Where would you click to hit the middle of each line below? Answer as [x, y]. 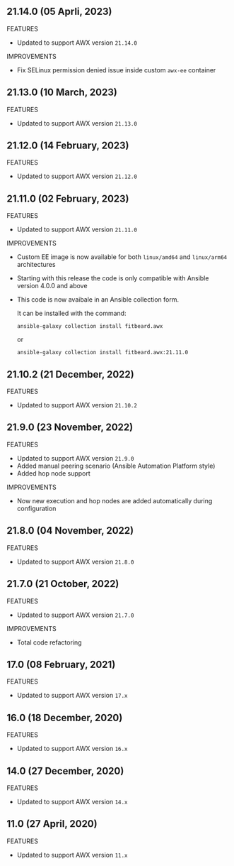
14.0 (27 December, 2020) [65, 771]
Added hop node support [54, 473]
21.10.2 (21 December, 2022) [71, 374]
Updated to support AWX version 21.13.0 [77, 123]
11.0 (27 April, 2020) [52, 824]
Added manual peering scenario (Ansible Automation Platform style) [116, 466]
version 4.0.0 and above [52, 286]
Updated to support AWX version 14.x [72, 801]
